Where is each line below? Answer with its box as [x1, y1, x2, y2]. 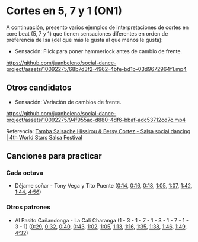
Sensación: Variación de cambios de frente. [14, 98, 122, 105]
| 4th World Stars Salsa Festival [6, 134, 83, 141]
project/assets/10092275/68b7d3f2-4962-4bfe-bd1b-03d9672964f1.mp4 [6, 65, 187, 72]
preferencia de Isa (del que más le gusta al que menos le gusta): [6, 36, 163, 43]
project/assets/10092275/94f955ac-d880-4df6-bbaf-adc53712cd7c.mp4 [6, 116, 186, 123]
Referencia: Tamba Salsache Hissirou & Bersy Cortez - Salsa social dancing [6, 127, 191, 134]
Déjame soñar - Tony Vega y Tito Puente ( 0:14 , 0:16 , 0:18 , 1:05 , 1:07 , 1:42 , [14, 182, 193, 189]
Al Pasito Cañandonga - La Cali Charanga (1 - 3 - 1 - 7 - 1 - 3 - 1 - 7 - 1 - [14, 217, 189, 224]
